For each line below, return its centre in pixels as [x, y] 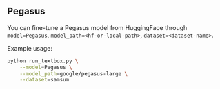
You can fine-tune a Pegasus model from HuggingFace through [97, 27]
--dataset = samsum [44, 80]
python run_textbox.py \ [43, 61]
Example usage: [30, 48]
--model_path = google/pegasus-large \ [74, 74]
